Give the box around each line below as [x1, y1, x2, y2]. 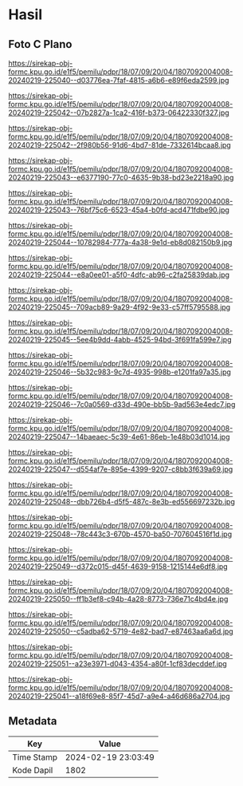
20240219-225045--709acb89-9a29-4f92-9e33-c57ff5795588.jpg [8, 302, 231, 312]
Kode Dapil [12, 764, 53, 776]
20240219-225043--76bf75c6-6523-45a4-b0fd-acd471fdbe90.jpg [8, 205, 229, 215]
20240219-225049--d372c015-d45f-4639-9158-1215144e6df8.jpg [8, 562, 229, 571]
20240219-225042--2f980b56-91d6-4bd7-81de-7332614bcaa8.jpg [8, 140, 231, 149]
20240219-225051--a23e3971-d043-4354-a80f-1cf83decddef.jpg [8, 659, 227, 668]
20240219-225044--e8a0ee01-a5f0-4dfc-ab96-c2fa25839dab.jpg [8, 270, 229, 279]
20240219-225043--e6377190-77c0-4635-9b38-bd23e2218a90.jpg [8, 173, 234, 182]
